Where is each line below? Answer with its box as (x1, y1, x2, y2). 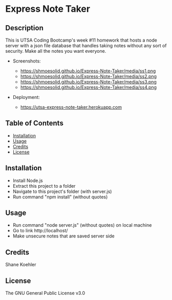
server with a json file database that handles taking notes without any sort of (5, 43, 167, 49)
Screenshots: (12, 58, 41, 64)
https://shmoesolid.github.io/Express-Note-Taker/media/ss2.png (20, 73, 157, 79)
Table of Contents (5, 119, 64, 128)
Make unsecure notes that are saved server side (12, 233, 115, 239)
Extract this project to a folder (12, 183, 76, 189)
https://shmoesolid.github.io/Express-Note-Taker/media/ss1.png (20, 68, 156, 74)
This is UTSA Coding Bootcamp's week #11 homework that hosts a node (5, 37, 157, 43)
